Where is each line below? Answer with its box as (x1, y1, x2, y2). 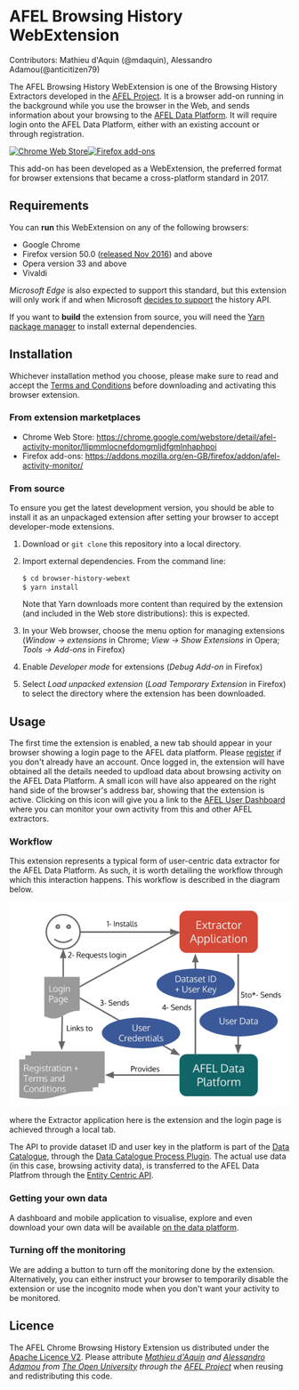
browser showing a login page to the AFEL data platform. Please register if (9, 747, 282, 757)
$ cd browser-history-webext (21, 574, 131, 584)
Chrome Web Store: (21, 432, 95, 442)
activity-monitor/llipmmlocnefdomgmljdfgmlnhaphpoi (21, 440, 217, 451)
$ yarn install (21, 583, 79, 593)
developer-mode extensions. (9, 521, 115, 532)
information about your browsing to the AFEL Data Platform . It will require (9, 109, 278, 120)
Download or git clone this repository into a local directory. (21, 538, 242, 549)
